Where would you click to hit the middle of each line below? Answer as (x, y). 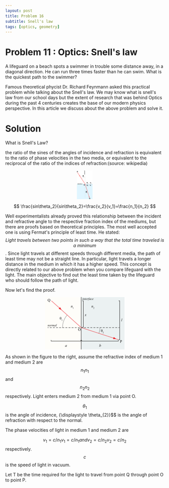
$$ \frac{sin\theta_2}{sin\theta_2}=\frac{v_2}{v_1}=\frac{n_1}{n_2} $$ (85, 206)
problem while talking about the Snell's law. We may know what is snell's (81, 92)
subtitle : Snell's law (29, 21)
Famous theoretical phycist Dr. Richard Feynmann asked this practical (78, 87)
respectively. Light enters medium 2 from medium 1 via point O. (71, 396)
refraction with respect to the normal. (44, 420)
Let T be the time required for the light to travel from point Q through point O (84, 475)
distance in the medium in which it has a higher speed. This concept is (78, 264)
